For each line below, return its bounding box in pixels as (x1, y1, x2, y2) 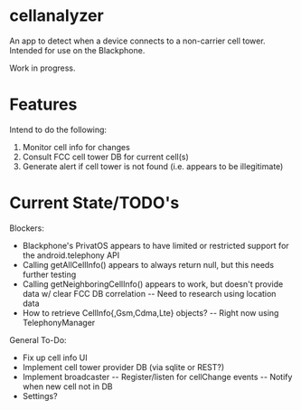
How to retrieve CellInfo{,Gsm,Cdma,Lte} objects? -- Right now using (22, 307, 279, 318)
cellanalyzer (9, 5, 104, 26)
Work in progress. (9, 62, 76, 73)
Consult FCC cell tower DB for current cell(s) (22, 151, 190, 162)
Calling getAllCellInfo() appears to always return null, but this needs (22, 259, 274, 270)
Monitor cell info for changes (22, 141, 131, 152)
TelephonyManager (22, 317, 96, 328)
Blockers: (9, 223, 45, 234)
